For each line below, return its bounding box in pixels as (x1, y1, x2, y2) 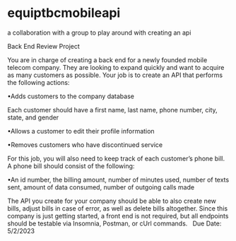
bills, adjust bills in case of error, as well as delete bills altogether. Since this (7, 204, 228, 213)
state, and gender (7, 113, 59, 122)
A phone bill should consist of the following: (7, 161, 135, 170)
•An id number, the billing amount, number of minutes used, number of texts (7, 175, 230, 184)
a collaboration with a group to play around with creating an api (7, 28, 191, 37)
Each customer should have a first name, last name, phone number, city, (7, 105, 218, 114)
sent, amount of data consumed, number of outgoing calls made (7, 182, 195, 192)
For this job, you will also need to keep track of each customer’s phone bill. (7, 154, 225, 163)
